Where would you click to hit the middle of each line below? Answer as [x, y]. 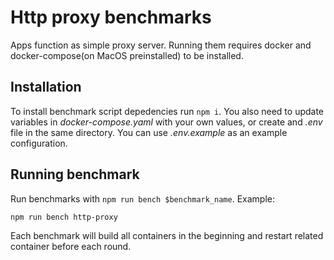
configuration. [39, 143]
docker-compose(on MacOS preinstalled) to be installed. [127, 55]
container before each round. [71, 246]
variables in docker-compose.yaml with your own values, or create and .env [166, 122]
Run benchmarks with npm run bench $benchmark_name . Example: [142, 198]
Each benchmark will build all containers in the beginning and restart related [167, 235]
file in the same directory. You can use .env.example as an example [149, 132]
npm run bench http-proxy [64, 217]
